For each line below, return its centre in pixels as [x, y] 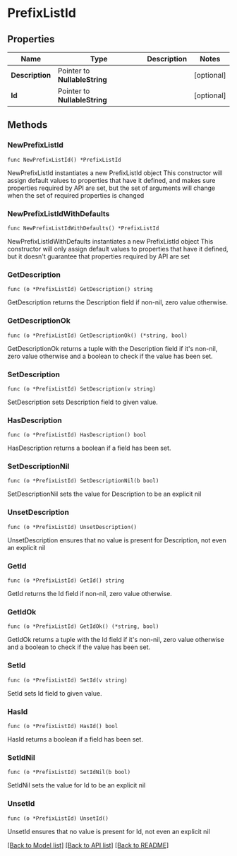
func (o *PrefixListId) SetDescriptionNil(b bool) [83, 481]
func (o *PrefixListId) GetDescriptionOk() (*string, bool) [98, 335]
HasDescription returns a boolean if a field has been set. [89, 448]
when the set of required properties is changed [76, 195]
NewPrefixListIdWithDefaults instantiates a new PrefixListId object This [110, 241]
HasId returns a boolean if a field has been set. [75, 739]
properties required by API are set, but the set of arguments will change [111, 188]
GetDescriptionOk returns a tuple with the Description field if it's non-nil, [113, 348]
